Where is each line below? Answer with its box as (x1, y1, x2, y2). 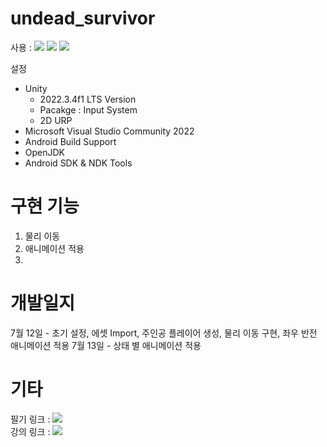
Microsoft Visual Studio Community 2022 (24, 125, 195, 137)
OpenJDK (24, 146, 66, 158)
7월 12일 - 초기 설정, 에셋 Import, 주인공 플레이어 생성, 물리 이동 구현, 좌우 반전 (10, 327, 318, 339)
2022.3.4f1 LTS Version (39, 93, 137, 105)
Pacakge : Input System (39, 103, 138, 116)
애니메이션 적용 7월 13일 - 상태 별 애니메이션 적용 (10, 339, 202, 351)
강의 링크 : (10, 425, 51, 437)
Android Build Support (24, 135, 117, 147)
